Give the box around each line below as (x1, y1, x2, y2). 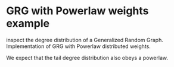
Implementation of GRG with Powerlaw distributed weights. (6, 43, 151, 50)
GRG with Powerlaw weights (6, 4, 149, 18)
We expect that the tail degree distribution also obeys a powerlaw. (6, 54, 169, 61)
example (6, 17, 50, 30)
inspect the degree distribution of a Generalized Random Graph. (6, 36, 164, 43)
